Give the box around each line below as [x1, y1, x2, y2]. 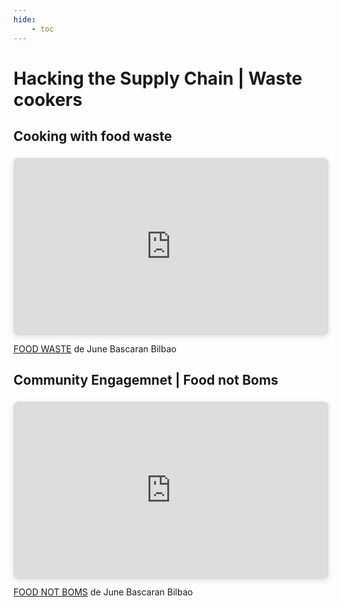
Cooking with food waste [13, 128, 173, 145]
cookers [13, 88, 83, 111]
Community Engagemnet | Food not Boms [13, 371, 279, 388]
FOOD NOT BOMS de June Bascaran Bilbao [13, 586, 193, 598]
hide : [13, 14, 36, 25]
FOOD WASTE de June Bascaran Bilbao [13, 342, 177, 355]
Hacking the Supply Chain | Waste [13, 67, 303, 90]
